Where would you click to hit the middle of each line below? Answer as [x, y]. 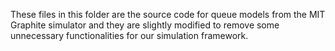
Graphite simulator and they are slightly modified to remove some [145, 25]
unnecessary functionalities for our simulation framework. [129, 35]
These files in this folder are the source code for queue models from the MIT [168, 14]
